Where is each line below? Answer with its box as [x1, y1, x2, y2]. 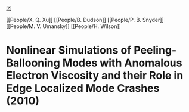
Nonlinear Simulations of [6, 43, 132, 57]
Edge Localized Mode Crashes [6, 82, 160, 95]
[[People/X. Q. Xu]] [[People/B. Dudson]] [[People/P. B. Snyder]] [6, 17, 164, 23]
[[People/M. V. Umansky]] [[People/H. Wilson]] [6, 23, 121, 30]
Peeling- [134, 43, 177, 57]
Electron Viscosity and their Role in [6, 69, 184, 82]
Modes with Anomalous [62, 56, 182, 70]
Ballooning [6, 56, 61, 70]
